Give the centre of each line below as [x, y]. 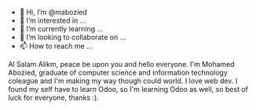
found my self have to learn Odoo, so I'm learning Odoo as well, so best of [128, 89]
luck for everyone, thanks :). [54, 97]
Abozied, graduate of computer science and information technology [118, 72]
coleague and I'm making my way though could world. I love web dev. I [123, 81]
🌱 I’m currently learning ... [61, 29]
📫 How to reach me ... [56, 46]
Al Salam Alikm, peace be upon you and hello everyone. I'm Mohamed [121, 64]
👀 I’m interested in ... [53, 20]
